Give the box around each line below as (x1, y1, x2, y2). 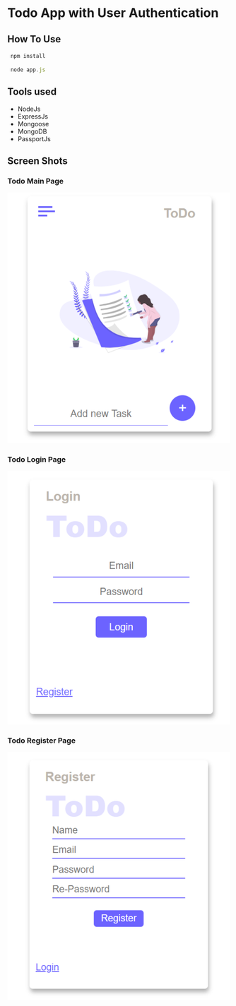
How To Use (7, 33, 61, 45)
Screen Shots (7, 155, 69, 167)
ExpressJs (17, 112, 48, 121)
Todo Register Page (7, 736, 76, 745)
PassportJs (17, 134, 51, 143)
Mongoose (17, 119, 49, 128)
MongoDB (17, 127, 47, 136)
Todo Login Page (7, 455, 66, 465)
